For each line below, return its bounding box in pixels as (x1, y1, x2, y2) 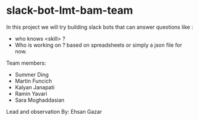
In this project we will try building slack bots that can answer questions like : (6, 23, 193, 31)
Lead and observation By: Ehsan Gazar (6, 108, 102, 115)
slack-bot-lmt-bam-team (6, 4, 133, 17)
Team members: (6, 59, 47, 66)
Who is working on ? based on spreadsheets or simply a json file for (14, 41, 182, 49)
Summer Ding (14, 71, 49, 78)
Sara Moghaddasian (14, 96, 65, 104)
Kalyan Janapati (14, 83, 55, 90)
